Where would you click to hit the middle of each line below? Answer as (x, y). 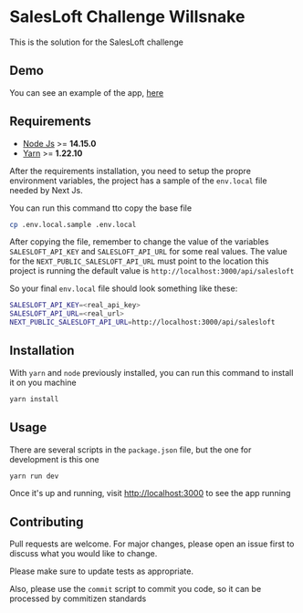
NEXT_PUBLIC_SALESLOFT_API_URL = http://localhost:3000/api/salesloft (142, 322)
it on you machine (43, 382)
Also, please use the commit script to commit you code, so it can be (136, 589)
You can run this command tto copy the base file (101, 208)
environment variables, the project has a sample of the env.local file (138, 181)
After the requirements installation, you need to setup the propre (130, 171)
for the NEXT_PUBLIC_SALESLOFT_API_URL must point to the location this (139, 261)
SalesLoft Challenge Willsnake (127, 17)
